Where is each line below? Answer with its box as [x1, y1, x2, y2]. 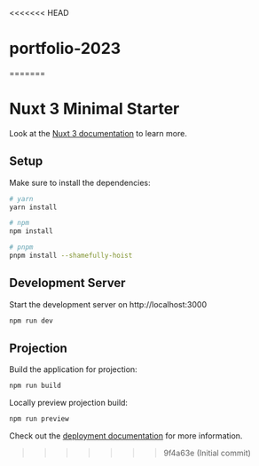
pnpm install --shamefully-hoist [9, 252, 133, 260]
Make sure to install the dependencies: [9, 177, 151, 188]
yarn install [9, 203, 58, 212]
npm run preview [9, 415, 69, 423]
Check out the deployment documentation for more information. [9, 431, 243, 441]
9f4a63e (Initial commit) [163, 447, 251, 459]
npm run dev [9, 316, 53, 325]
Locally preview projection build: [9, 398, 129, 408]
